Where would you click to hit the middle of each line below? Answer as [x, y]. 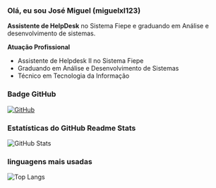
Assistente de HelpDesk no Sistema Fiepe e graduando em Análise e [108, 26]
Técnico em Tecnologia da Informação [73, 76]
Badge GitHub [32, 94]
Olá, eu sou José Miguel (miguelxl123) [74, 11]
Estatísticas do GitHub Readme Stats [72, 128]
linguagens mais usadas [50, 161]
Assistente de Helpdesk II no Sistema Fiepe [80, 61]
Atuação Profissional [39, 47]
